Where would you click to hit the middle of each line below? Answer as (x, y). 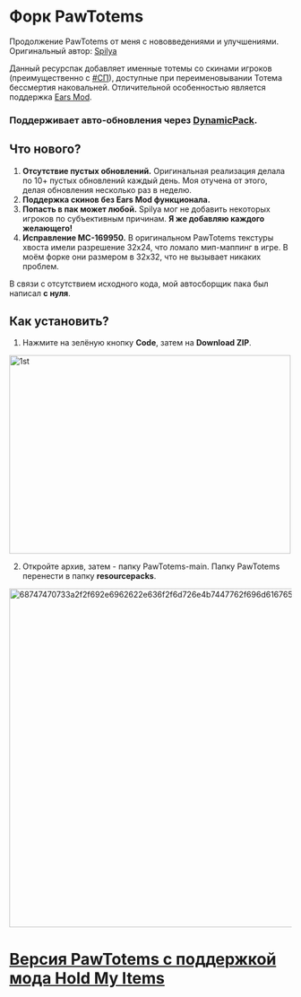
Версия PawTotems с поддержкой (143, 959)
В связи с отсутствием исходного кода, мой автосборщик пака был (139, 284)
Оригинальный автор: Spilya (63, 50)
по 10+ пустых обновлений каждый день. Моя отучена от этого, (145, 180)
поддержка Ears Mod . (51, 97)
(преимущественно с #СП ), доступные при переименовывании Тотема (146, 77)
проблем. (41, 266)
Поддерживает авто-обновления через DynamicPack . (133, 120)
